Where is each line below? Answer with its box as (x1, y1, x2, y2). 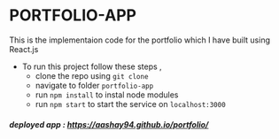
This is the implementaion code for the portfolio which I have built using (9, 35, 270, 45)
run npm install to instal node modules (35, 89, 179, 100)
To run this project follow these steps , (21, 61, 162, 72)
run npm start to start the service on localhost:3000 (35, 98, 226, 109)
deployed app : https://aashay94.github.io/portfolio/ (9, 119, 209, 129)
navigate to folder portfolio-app (35, 80, 154, 90)
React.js (9, 43, 39, 54)
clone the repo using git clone (35, 70, 149, 81)
